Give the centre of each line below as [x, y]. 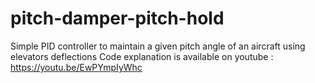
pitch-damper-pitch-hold [117, 18]
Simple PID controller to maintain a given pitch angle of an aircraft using [158, 46]
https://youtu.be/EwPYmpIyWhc [76, 67]
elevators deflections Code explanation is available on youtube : [142, 56]
